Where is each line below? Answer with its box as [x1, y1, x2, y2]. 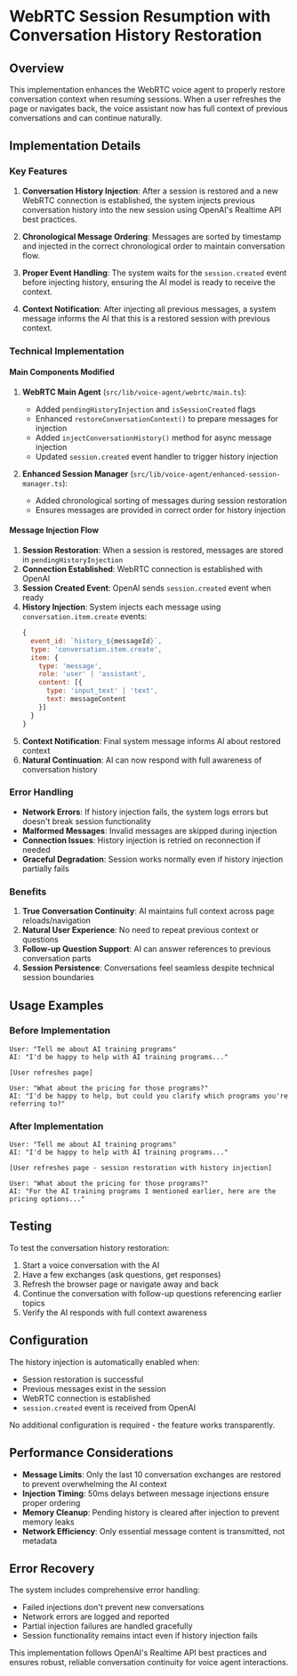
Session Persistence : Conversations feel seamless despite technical [21, 962, 275, 973]
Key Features [9, 165, 68, 177]
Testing [9, 1219, 52, 1234]
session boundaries [21, 972, 95, 983]
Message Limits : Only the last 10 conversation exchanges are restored [21, 1468, 282, 1480]
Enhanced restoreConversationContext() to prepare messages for [35, 413, 278, 424]
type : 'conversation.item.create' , [30, 644, 163, 654]
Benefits [9, 885, 47, 897]
